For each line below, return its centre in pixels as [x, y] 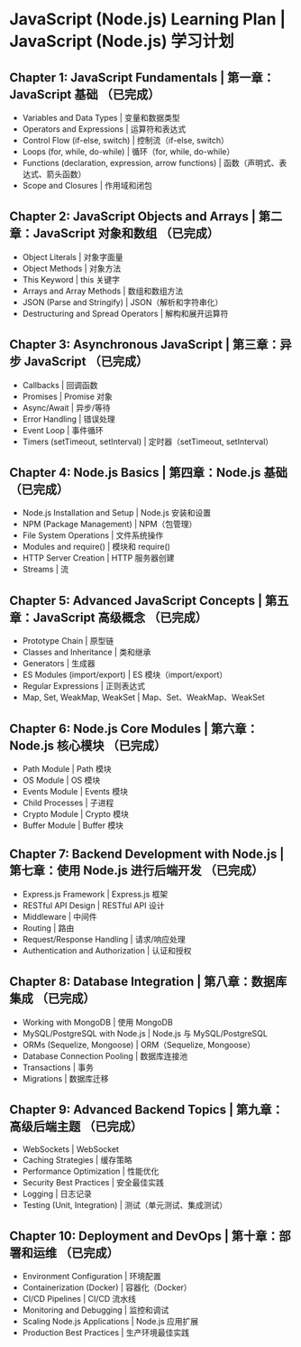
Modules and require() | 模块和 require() [96, 547]
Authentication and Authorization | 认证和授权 [107, 950]
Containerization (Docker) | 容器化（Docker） [107, 1287]
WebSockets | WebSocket [71, 1149]
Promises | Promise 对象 [67, 396]
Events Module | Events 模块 [75, 792]
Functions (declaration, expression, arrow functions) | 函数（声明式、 [150, 163]
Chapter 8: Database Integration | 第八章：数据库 [148, 982]
